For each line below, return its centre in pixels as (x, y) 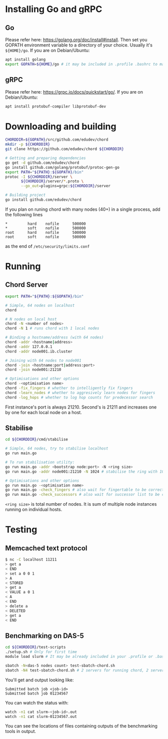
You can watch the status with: (37, 702)
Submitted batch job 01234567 (37, 693)
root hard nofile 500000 (45, 232)
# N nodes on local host (31, 319)
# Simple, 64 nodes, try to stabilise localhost (57, 449)
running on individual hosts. (34, 510)
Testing (21, 530)
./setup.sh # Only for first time (41, 652)
